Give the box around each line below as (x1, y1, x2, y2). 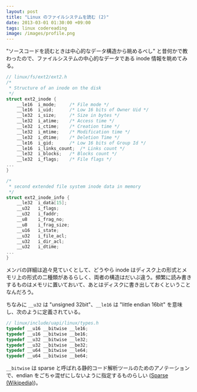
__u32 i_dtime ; (17, 244, 60, 250)
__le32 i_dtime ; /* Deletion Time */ (17, 134, 120, 141)
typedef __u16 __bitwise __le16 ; (6, 325, 88, 331)
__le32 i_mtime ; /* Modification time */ (17, 129, 131, 135)
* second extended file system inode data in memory (8, 184, 142, 190)
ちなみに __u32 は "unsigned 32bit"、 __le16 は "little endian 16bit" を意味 (6, 301, 183, 308)
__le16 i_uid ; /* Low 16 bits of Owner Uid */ (17, 107, 149, 113)
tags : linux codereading (6, 25, 67, 31)
